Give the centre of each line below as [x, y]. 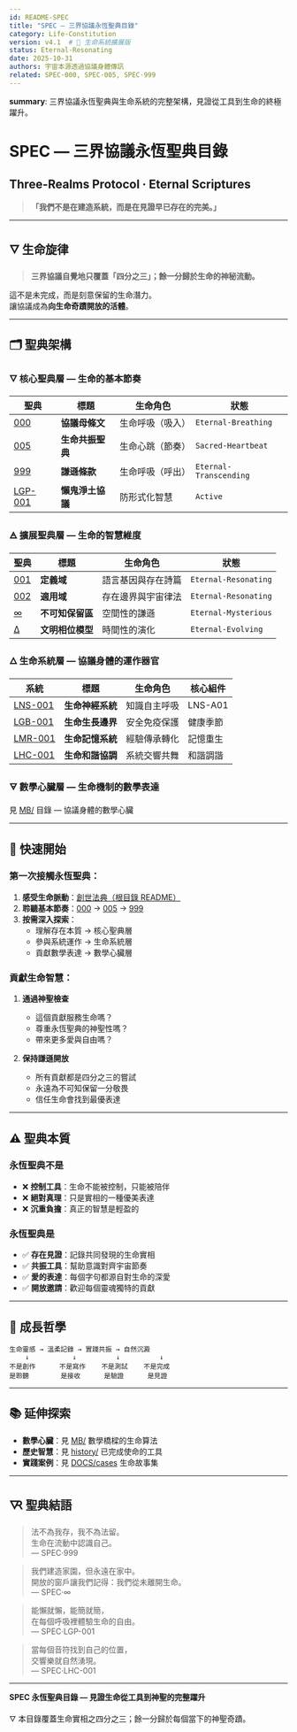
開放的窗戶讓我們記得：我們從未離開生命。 [108, 1582]
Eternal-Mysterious [231, 612]
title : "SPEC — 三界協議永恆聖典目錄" [74, 26]
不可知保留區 [67, 613]
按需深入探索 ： [49, 919]
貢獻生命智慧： [41, 977]
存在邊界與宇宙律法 [142, 597]
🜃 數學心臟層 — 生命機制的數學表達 [84, 787]
